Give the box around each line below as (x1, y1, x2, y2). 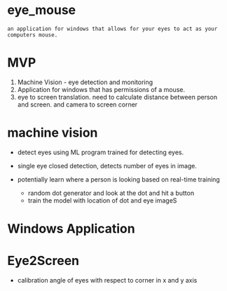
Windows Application (7, 221, 135, 236)
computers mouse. (7, 31, 58, 39)
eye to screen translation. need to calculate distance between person (17, 93, 218, 101)
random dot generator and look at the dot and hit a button (27, 189, 195, 197)
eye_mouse (7, 2, 76, 18)
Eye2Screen (7, 253, 79, 269)
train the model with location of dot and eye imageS (27, 196, 177, 205)
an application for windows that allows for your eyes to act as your (7, 25, 218, 32)
